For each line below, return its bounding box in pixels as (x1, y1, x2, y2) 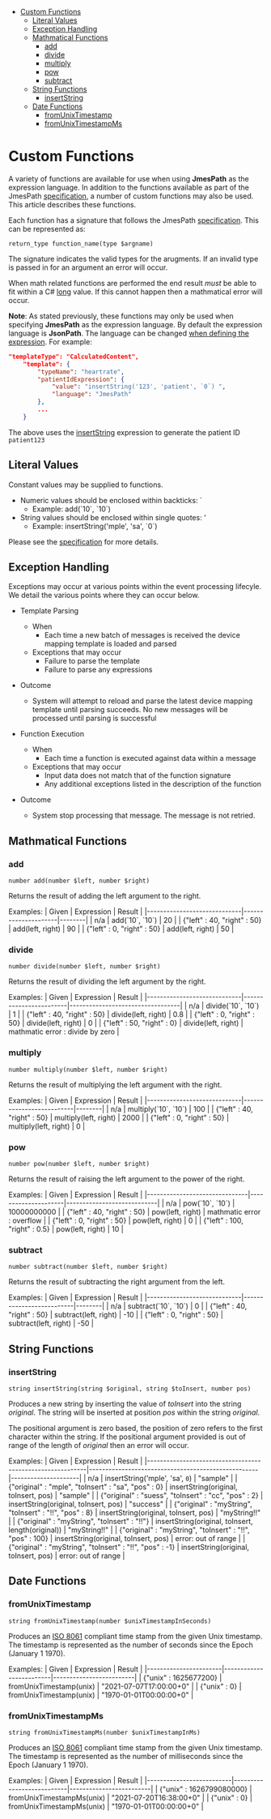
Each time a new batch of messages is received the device (44, 630, 241, 640)
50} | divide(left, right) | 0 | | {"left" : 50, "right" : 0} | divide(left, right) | (8, 1018, 244, 1028)
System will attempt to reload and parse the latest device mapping (32, 696, 253, 706)
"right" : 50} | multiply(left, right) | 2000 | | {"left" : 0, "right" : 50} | (8, 1112, 229, 1122)
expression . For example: (8, 336, 93, 347)
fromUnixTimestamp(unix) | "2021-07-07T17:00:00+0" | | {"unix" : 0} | (8, 1681, 242, 1691)
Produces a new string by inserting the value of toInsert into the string (8, 1399, 242, 1408)
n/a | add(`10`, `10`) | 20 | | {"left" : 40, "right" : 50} (94, 916, 262, 925)
